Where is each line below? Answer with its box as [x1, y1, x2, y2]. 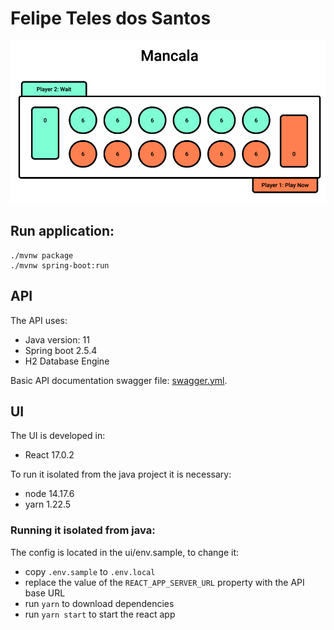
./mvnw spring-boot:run [10, 260, 110, 271]
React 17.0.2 [24, 449, 75, 461]
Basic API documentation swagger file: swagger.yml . [10, 374, 228, 386]
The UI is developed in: [10, 430, 106, 442]
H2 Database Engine [24, 355, 110, 367]
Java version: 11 [24, 333, 90, 346]
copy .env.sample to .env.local [24, 565, 156, 577]
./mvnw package [10, 250, 74, 261]
